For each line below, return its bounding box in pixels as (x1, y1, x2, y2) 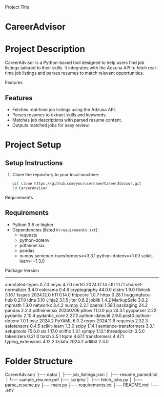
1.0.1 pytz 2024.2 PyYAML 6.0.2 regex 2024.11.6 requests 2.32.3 (20, 317, 148, 324)
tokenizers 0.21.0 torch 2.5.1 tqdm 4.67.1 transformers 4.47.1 (5, 333, 124, 339)
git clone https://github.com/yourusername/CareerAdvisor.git (12, 181, 142, 186)
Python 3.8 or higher (12, 222, 54, 228)
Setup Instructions (5, 159, 63, 167)
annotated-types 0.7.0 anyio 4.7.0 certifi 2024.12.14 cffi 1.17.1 (5, 281, 125, 287)
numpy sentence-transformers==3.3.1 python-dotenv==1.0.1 (19, 252, 141, 258)
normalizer (5, 287, 27, 293)
